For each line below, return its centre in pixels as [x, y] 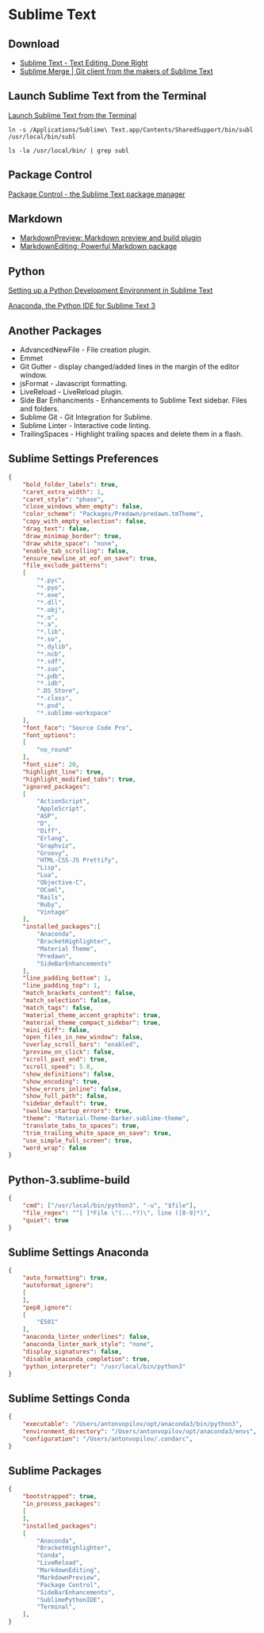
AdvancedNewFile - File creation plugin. [85, 350]
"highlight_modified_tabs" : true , [79, 779]
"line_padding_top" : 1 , [62, 986]
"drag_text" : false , [56, 529]
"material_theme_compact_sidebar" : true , [92, 1023]
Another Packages [55, 331]
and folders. [39, 409]
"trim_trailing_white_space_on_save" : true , [97, 1133]
